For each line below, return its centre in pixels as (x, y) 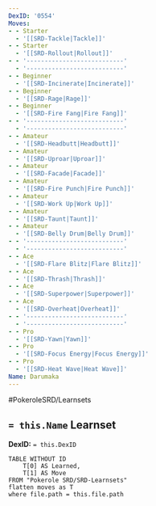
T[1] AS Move (45, 474)
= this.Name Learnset (62, 425)
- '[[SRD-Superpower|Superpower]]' (75, 294)
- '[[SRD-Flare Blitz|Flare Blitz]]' (79, 264)
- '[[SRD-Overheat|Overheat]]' (68, 309)
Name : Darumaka (34, 377)
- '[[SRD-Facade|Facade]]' (61, 174)
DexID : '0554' (32, 16)
